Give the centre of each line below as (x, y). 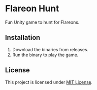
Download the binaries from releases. (50, 49)
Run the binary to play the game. (45, 55)
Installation (23, 38)
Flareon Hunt (32, 9)
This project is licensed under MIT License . (49, 82)
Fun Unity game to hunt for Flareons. (42, 22)
